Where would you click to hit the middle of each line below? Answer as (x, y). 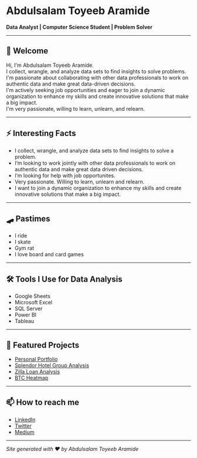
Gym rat (24, 248)
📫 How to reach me (43, 403)
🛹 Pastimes (28, 218)
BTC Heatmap (31, 378)
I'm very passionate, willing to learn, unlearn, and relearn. (75, 108)
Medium (25, 432)
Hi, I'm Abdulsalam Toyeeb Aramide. (50, 65)
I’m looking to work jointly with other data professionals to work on (95, 163)
